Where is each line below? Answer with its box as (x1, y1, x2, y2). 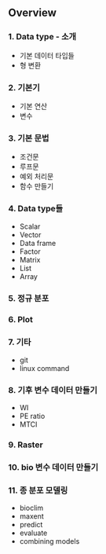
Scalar (19, 222, 41, 231)
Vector (19, 229, 42, 239)
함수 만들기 (19, 182, 54, 191)
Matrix (19, 255, 41, 264)
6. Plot (8, 314, 34, 325)
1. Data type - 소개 (8, 31, 77, 42)
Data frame (19, 238, 57, 248)
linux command (19, 363, 70, 372)
